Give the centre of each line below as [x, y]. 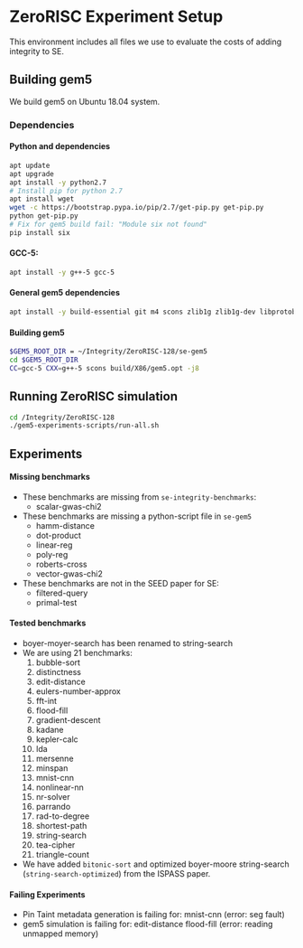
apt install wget [42, 199]
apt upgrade [32, 174]
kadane [50, 730]
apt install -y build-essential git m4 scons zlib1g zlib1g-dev [133, 312]
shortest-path [61, 826]
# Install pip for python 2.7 [66, 191]
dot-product [58, 535]
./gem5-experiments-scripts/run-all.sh [84, 426]
